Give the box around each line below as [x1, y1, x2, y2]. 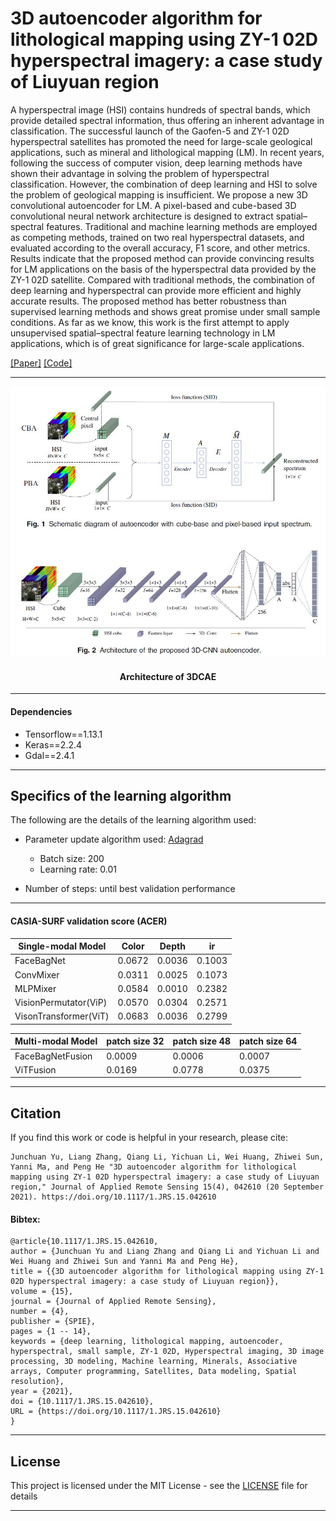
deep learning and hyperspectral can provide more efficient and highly [10, 284, 302, 296]
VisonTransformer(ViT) [14, 1010, 110, 1022]
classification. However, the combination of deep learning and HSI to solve [10, 178, 318, 190]
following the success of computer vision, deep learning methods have [10, 157, 303, 169]
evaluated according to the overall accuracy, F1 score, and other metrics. [10, 242, 311, 254]
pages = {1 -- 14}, [10, 1327, 92, 1337]
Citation [10, 1105, 62, 1122]
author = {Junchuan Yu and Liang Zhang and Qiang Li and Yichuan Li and [10, 1247, 320, 1257]
